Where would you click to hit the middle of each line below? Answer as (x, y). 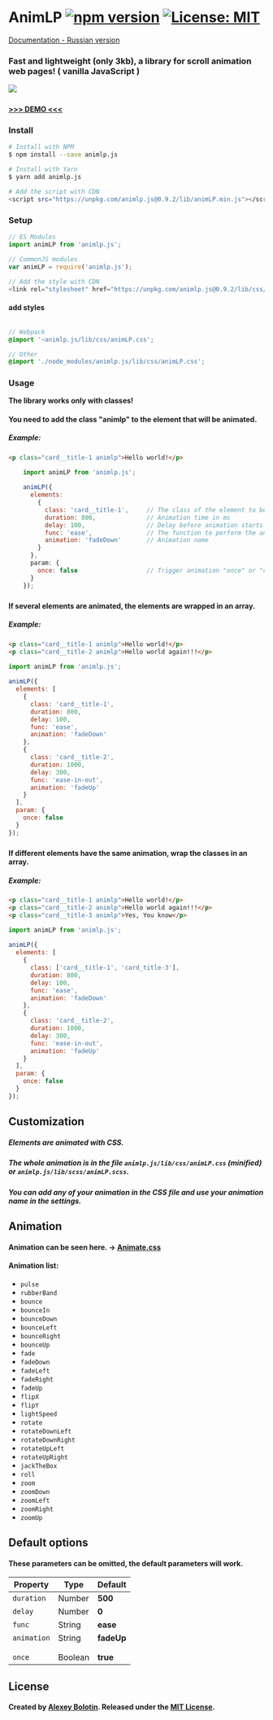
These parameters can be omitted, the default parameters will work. (126, 1563)
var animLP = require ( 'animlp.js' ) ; (70, 267)
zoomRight (37, 1509)
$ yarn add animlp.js (45, 177)
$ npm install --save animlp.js (63, 155)
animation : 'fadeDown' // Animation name (126, 540)
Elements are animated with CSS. (66, 1142)
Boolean (74, 1657)
